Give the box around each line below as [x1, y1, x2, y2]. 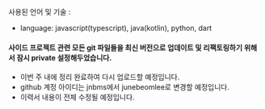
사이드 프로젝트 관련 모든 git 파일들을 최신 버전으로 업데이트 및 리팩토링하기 [8, 43, 243, 52]
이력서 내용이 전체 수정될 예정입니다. [19, 92, 135, 103]
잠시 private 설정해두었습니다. [16, 52, 112, 62]
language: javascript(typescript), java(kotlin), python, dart [19, 23, 212, 32]
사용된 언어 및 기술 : [8, 7, 71, 16]
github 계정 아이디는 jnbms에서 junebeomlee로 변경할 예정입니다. [19, 82, 230, 92]
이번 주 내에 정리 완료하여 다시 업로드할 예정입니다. [19, 72, 180, 82]
